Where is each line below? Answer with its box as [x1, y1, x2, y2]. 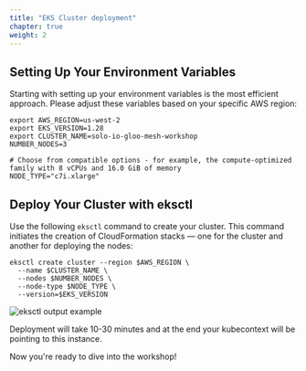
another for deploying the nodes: [9, 240, 133, 251]
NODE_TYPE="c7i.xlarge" [9, 172, 100, 181]
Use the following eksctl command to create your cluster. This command [9, 221, 285, 231]
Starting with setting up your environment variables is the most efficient [9, 89, 279, 100]
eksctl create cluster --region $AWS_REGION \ [9, 258, 190, 267]
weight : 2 [9, 30, 47, 39]
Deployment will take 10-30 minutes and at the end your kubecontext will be [9, 323, 296, 334]
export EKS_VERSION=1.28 [9, 124, 104, 133]
